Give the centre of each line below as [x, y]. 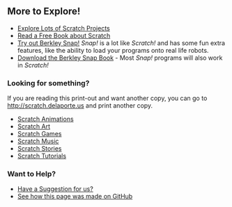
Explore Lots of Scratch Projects [63, 28]
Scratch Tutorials [42, 156]
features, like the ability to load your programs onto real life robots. [113, 50]
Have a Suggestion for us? [55, 189]
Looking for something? [48, 83]
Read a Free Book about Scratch [64, 35]
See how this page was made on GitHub [75, 197]
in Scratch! [33, 65]
